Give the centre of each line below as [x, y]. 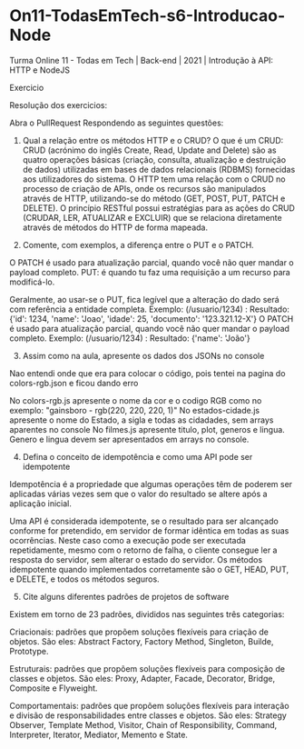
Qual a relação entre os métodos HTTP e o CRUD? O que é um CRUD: [153, 140]
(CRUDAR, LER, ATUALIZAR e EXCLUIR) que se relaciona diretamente [152, 217]
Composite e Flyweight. [54, 688]
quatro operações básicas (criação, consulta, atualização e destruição [154, 159]
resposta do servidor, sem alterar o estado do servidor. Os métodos [136, 559]
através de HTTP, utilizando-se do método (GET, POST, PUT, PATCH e [154, 198]
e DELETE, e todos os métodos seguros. [85, 579]
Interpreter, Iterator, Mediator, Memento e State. [99, 734]
